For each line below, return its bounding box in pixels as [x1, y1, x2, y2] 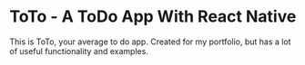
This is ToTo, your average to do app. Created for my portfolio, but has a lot [9, 36, 291, 47]
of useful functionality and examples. [9, 45, 148, 56]
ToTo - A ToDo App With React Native [9, 6, 297, 27]
